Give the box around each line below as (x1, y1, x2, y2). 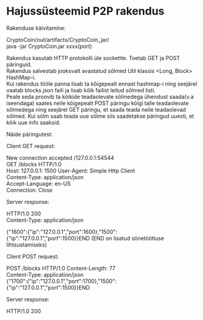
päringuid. (6, 61, 32, 68)
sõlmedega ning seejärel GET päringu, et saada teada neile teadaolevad (6, 106, 187, 113)
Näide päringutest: (6, 131, 53, 138)
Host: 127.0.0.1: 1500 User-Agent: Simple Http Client (6, 167, 136, 174)
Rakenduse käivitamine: (6, 24, 66, 32)
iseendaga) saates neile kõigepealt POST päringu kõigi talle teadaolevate (6, 99, 189, 107)
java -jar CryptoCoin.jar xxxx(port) (6, 43, 92, 50)
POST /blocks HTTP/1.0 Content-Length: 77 (6, 264, 115, 271)
